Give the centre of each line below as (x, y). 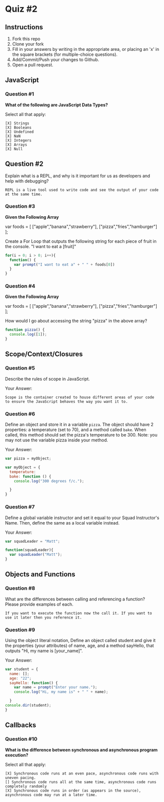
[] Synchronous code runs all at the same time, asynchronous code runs (81, 782)
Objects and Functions (40, 574)
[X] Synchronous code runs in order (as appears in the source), (73, 791)
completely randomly (26, 786)
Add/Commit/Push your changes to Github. (56, 59)
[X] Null (14, 149)
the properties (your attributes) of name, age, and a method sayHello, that (80, 645)
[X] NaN (13, 136)
